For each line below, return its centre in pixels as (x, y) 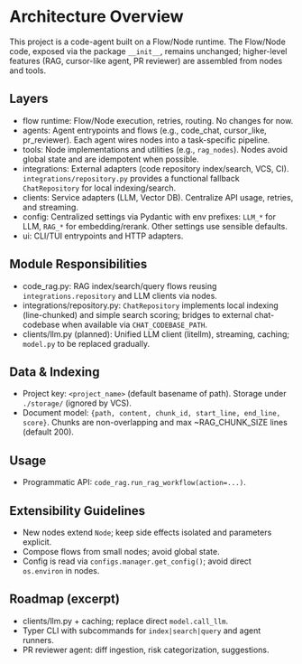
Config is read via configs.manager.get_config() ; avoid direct (137, 561)
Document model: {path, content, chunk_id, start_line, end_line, (151, 413)
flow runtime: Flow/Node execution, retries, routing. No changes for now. (158, 120)
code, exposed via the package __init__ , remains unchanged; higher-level (148, 51)
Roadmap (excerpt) (64, 599)
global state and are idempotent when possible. (111, 159)
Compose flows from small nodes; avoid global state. (121, 552)
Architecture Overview (96, 17)
